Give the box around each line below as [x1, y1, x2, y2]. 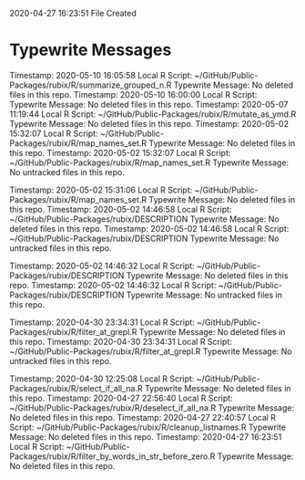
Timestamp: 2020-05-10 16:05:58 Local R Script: [9, 69, 193, 80]
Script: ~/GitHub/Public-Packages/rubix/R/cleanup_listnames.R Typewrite [9, 422, 287, 433]
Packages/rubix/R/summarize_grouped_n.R [9, 79, 172, 90]
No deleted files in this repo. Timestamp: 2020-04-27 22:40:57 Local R [9, 412, 276, 423]
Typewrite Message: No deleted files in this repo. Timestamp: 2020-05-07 [9, 99, 289, 110]
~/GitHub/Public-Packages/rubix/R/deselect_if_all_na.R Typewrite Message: [9, 402, 295, 413]
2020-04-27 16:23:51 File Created [9, 8, 137, 18]
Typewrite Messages [9, 40, 172, 60]
